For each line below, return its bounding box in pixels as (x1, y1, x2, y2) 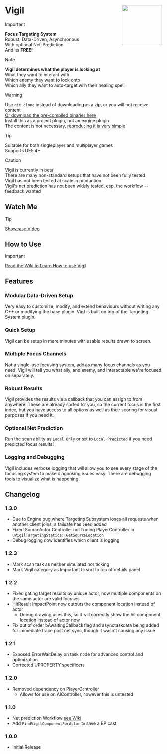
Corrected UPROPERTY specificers (12, 662, 85, 668)
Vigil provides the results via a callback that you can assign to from (5, 396, 143, 402)
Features (5, 277, 33, 285)
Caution (5, 157, 21, 163)
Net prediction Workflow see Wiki (12, 715, 82, 721)
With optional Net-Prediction (5, 41, 64, 47)
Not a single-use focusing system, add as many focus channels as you (5, 362, 150, 368)
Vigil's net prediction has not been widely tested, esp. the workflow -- (5, 183, 148, 189)
